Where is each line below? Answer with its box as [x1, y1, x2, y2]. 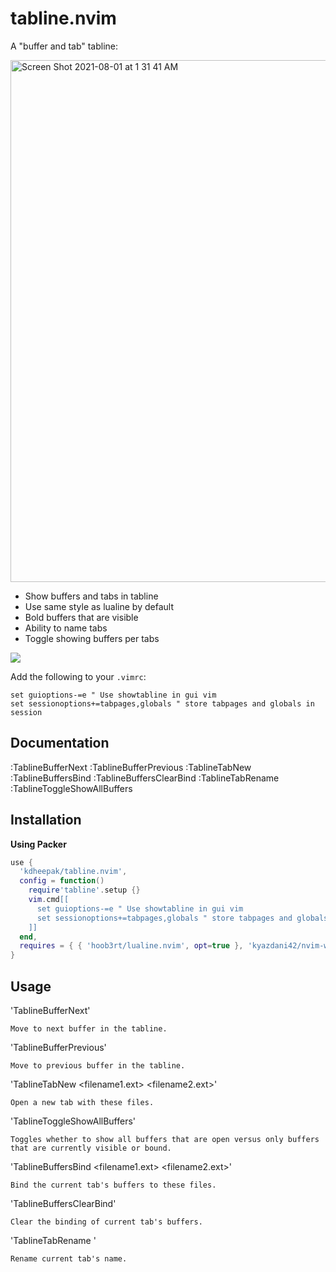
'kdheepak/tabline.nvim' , [19, 867, 128, 877]
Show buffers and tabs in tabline [24, 590, 159, 602]
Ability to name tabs [24, 622, 108, 634]
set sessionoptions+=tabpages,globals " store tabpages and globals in [10, 698, 315, 709]
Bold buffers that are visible [24, 611, 139, 623]
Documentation [10, 735, 110, 752]
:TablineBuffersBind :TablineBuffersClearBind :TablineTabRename [10, 772, 280, 784]
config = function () [19, 876, 105, 886]
